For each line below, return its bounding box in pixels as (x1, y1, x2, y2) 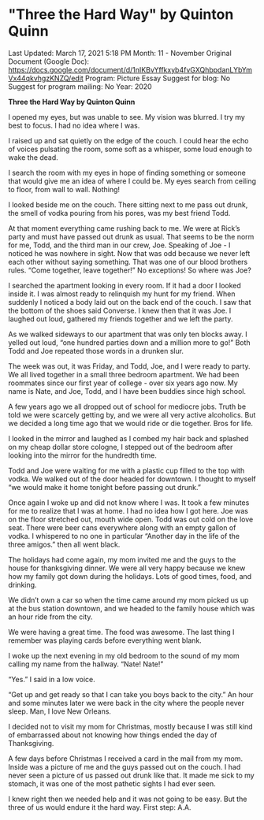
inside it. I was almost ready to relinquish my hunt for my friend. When (8, 289, 236, 299)
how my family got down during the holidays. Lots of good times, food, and (8, 571, 252, 581)
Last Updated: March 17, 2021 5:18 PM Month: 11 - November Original (8, 48, 232, 58)
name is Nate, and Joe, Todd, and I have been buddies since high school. (8, 386, 247, 395)
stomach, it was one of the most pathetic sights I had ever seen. (8, 778, 217, 788)
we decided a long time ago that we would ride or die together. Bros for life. (8, 418, 254, 428)
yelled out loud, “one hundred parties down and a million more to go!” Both (8, 337, 251, 347)
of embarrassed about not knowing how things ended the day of (8, 730, 218, 740)
